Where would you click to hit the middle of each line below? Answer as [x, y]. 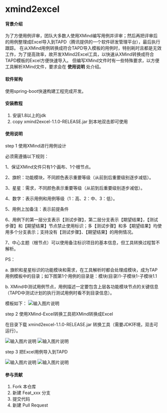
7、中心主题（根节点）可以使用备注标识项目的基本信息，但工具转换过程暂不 [83, 242]
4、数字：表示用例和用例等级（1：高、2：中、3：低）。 [61, 199]
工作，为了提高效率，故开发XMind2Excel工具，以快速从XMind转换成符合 [80, 54]
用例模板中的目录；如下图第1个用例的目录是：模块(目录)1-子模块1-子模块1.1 [81, 276]
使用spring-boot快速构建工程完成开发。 [45, 91]
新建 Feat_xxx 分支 [31, 393]
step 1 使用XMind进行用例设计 [36, 146]
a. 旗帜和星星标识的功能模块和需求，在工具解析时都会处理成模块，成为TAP [82, 270]
